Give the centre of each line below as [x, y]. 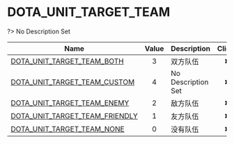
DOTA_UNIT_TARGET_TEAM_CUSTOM [73, 82]
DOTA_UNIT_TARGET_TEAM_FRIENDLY [74, 115]
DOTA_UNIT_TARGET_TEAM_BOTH [67, 61]
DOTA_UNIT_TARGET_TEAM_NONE [68, 129]
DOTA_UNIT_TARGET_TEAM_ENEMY [70, 103]
